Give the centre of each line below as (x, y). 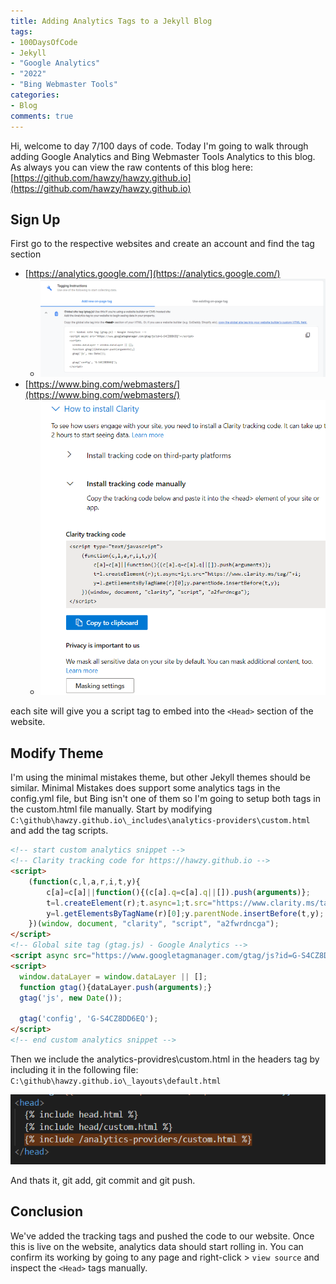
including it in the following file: (74, 1069)
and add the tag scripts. (59, 831)
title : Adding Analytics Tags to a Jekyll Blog (111, 21)
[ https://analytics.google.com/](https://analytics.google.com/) (152, 274)
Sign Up (35, 219)
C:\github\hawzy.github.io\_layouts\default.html (116, 1081)
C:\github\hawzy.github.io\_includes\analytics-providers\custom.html (160, 821)
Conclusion (47, 1211)
